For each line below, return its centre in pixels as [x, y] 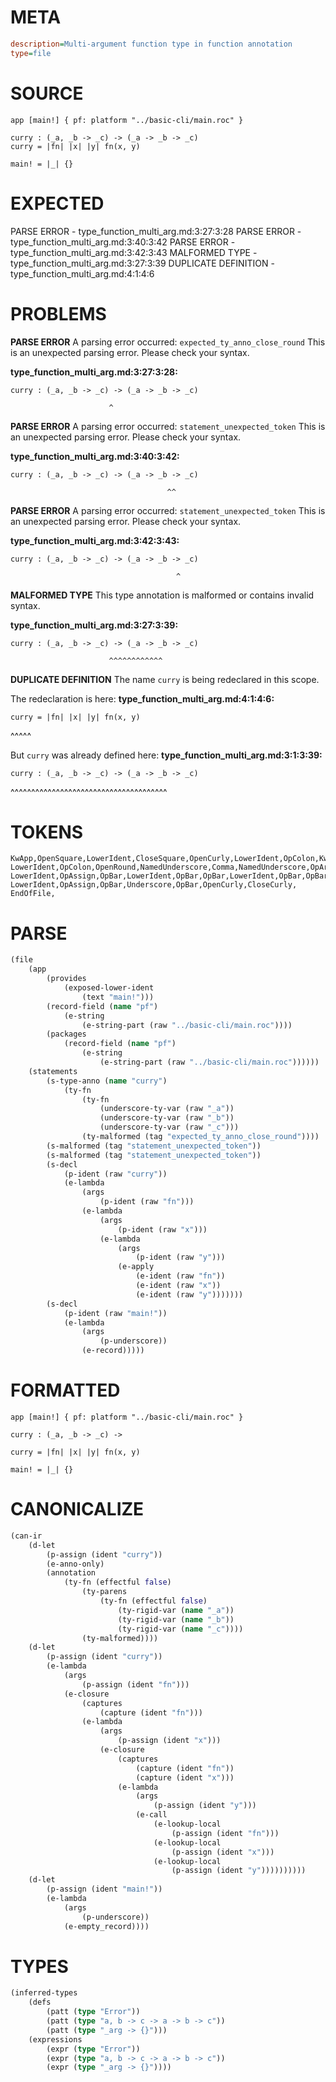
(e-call [151, 1815]
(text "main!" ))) [118, 997]
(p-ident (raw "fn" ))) [147, 1202]
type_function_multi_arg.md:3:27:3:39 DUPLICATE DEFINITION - [142, 263]
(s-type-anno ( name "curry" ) [107, 1081]
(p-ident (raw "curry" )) [115, 1174]
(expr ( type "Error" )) [93, 2049]
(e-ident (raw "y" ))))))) [189, 1294]
